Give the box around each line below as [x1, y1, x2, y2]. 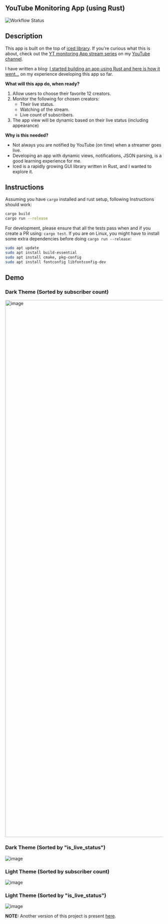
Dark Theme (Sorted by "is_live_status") [5, 844, 106, 851]
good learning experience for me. [12, 158, 81, 164]
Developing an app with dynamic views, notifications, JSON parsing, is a [12, 153, 162, 159]
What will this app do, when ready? [5, 80, 80, 87]
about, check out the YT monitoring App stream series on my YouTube [5, 50, 150, 57]
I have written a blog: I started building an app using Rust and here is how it [5, 65, 160, 72]
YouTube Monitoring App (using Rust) [5, 4, 125, 13]
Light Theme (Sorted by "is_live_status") [5, 892, 106, 899]
